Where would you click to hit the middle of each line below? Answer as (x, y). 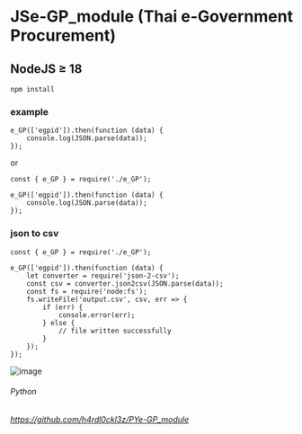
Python (23, 392)
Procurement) (63, 35)
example (29, 111)
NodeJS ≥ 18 (46, 69)
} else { (59, 323)
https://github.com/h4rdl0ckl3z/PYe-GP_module (100, 419)
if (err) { (63, 307)
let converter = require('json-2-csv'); (103, 276)
